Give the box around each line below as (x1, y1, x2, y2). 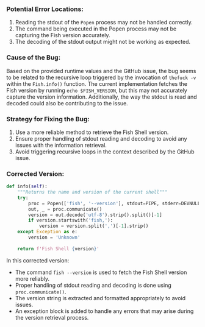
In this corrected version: (6, 256, 70, 264)
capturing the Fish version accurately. (15, 32, 111, 39)
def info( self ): (6, 183, 48, 190)
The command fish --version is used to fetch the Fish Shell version (15, 269, 187, 276)
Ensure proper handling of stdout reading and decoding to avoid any (15, 135, 187, 142)
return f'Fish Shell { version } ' (17, 245, 99, 251)
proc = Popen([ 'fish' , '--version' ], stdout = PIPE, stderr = (28, 200, 182, 206)
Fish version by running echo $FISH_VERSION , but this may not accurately (6, 86, 187, 94)
